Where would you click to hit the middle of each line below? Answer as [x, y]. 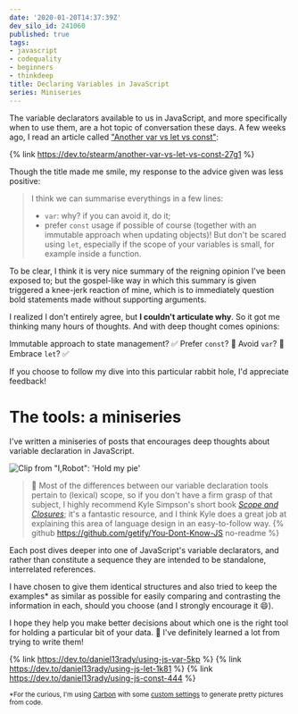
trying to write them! [47, 642]
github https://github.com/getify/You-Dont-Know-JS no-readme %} [155, 533]
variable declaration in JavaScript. [72, 451]
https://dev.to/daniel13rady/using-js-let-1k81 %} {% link [111, 669]
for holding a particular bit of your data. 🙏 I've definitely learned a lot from [145, 633]
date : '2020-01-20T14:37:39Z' [66, 17]
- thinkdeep [31, 76]
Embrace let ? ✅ [39, 353]
